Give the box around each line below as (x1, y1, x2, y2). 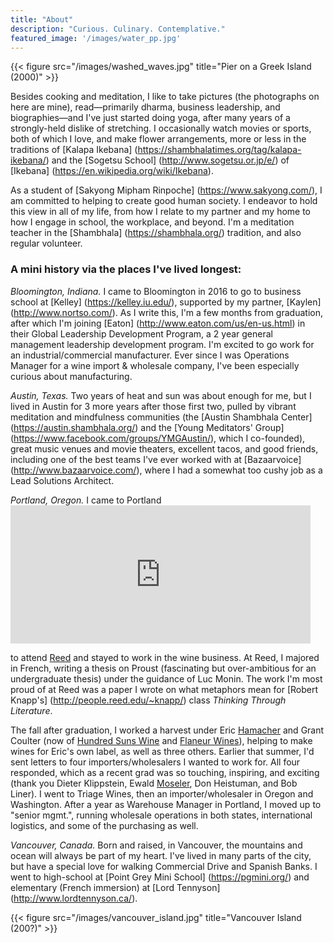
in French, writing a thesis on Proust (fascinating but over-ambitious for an (10, 662, 317, 674)
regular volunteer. (10, 237, 83, 250)
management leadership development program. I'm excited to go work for (10, 338, 315, 350)
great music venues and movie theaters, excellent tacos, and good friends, (10, 442, 319, 455)
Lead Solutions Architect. (10, 474, 115, 486)
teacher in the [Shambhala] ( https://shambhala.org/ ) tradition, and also (10, 227, 302, 239)
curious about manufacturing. (10, 370, 133, 382)
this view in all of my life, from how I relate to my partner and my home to (10, 206, 312, 218)
